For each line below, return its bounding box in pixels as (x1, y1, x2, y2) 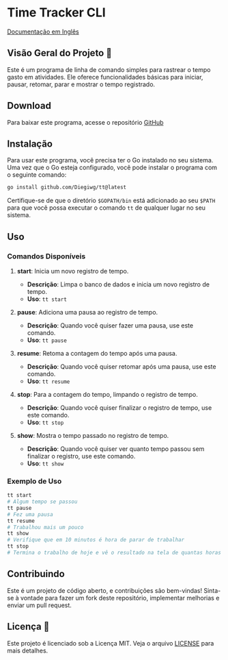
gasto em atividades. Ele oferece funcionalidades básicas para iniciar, (7, 73, 203, 81)
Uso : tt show (27, 459, 64, 467)
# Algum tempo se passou (7, 498, 78, 505)
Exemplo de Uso (7, 476, 62, 486)
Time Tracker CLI (7, 5, 106, 21)
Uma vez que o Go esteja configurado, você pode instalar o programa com (7, 163, 217, 172)
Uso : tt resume (27, 377, 70, 385)
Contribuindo (7, 568, 65, 580)
